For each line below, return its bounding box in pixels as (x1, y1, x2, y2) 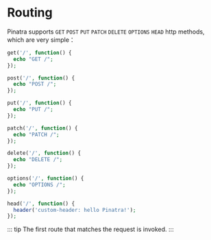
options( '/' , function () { (7, 175, 84, 182)
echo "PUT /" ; (13, 106, 53, 113)
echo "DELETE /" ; (13, 156, 63, 163)
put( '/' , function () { (7, 99, 72, 107)
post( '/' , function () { (7, 74, 75, 82)
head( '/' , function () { (7, 200, 75, 207)
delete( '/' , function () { (7, 149, 81, 157)
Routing (7, 5, 53, 21)
